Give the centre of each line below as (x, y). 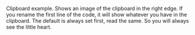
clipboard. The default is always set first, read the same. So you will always (97, 21)
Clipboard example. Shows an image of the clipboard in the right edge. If (95, 8)
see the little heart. (29, 27)
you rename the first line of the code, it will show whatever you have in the (97, 15)
